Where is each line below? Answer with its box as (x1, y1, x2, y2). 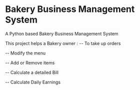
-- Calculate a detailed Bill (5, 69, 59, 75)
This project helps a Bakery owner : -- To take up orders (5, 40, 121, 46)
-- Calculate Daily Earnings (5, 79, 61, 85)
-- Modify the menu (5, 50, 46, 56)
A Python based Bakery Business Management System (5, 30, 118, 36)
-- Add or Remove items (5, 59, 55, 65)
